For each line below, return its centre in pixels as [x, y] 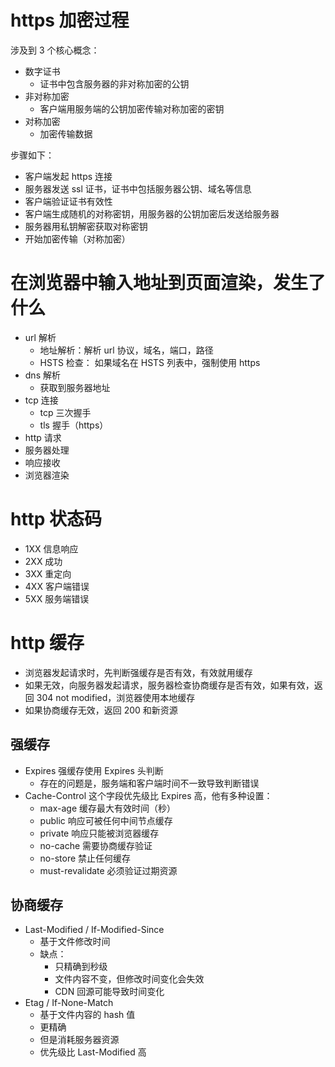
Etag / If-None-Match [69, 1003]
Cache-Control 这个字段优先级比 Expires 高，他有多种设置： [148, 795]
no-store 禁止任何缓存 [85, 858]
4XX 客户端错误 [57, 586]
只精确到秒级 [81, 967]
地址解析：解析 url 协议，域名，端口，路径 [126, 350]
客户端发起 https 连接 [68, 176]
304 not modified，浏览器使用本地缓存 [116, 697]
